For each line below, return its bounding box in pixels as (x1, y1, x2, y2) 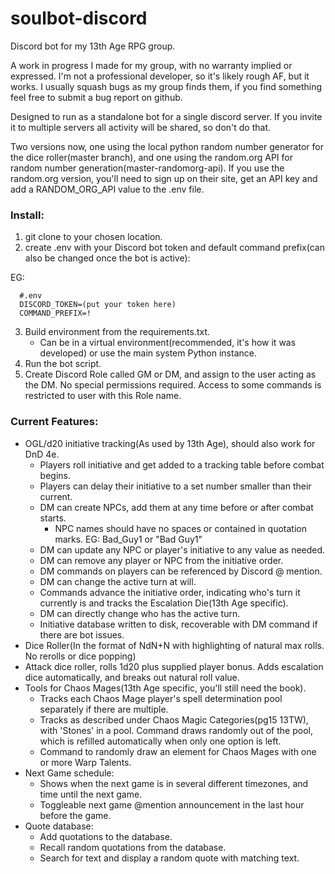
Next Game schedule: (24, 767, 115, 779)
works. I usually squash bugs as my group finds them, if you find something (10, 80, 323, 92)
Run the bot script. (24, 358, 102, 370)
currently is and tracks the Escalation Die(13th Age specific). (39, 597, 289, 609)
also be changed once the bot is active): (24, 252, 191, 264)
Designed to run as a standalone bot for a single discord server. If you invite (10, 110, 323, 122)
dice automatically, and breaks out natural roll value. (24, 671, 240, 683)
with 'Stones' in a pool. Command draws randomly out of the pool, (39, 724, 313, 736)
